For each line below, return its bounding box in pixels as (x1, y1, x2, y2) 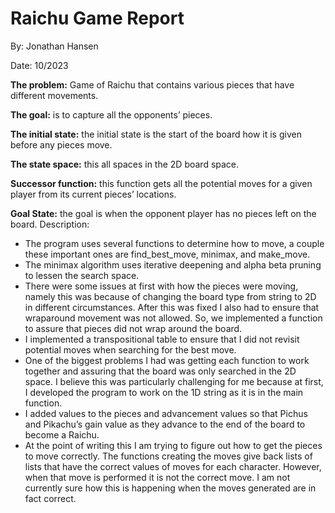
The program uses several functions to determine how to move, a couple (24, 237, 325, 249)
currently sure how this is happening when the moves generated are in (24, 482, 317, 494)
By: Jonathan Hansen (10, 40, 99, 52)
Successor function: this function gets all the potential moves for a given (10, 177, 313, 189)
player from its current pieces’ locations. (10, 188, 177, 200)
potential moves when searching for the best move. (24, 343, 237, 356)
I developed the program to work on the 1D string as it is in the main (24, 386, 304, 398)
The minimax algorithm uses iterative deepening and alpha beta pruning (24, 258, 322, 271)
